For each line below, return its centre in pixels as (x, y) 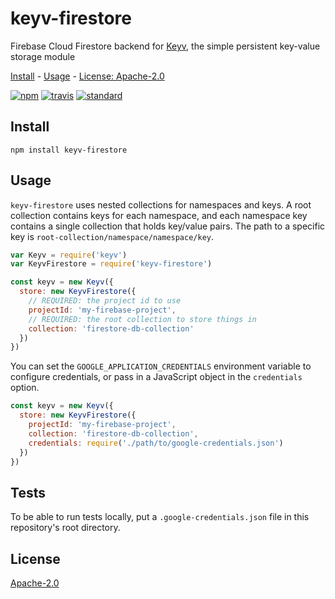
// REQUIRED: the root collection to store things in (142, 319)
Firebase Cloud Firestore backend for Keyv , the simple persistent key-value (165, 46)
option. (25, 388)
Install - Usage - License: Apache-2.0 (87, 76)
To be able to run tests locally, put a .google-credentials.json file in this (160, 517)
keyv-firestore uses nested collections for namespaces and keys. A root (161, 204)
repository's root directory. (65, 528)
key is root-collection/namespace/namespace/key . (112, 236)
